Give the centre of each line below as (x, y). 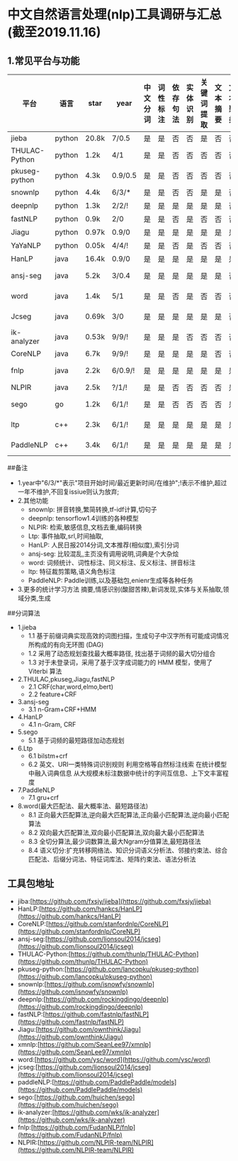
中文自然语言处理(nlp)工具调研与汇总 (114, 15)
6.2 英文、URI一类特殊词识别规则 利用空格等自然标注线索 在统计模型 (127, 764)
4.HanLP (30, 717)
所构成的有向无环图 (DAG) (66, 645)
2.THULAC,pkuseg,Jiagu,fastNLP (66, 679)
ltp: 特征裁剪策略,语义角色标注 (72, 571)
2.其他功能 (33, 500)
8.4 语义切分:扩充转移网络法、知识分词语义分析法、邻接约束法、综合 (128, 850)
